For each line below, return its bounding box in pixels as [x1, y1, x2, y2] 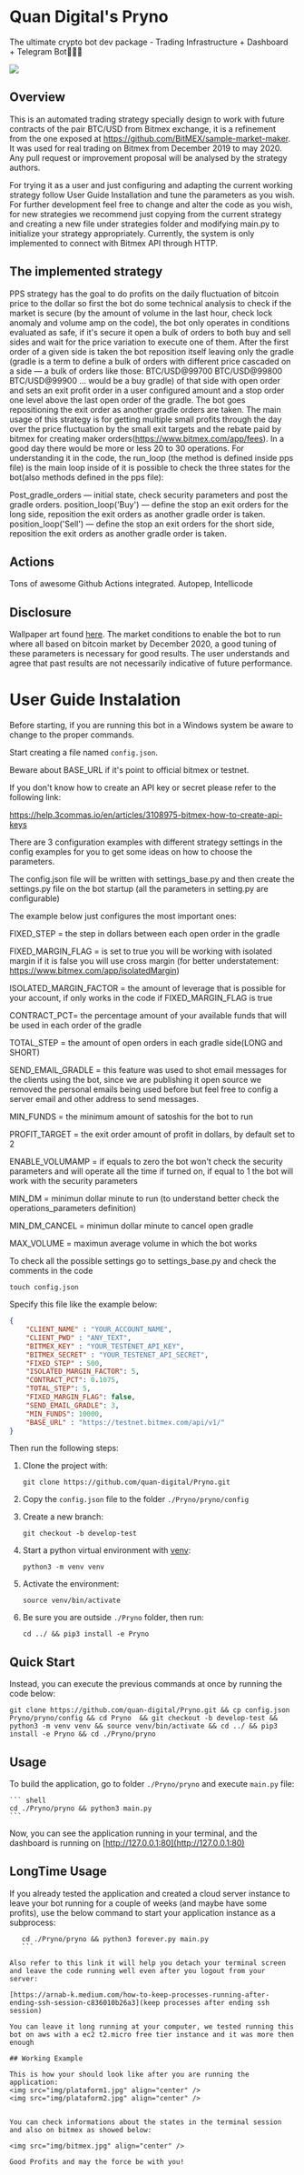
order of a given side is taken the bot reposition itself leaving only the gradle [9, 346, 295, 356]
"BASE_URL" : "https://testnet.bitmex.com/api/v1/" [25, 1418, 225, 1427]
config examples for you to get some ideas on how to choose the [9, 847, 252, 857]
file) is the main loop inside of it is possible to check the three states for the [9, 462, 290, 473]
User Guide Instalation [9, 689, 181, 710]
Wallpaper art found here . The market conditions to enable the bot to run [9, 629, 281, 640]
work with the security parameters [9, 1176, 138, 1187]
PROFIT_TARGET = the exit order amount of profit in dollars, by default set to [9, 1129, 295, 1140]
